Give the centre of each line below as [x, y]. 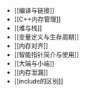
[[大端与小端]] [34, 63]
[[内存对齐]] [31, 46]
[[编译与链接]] [34, 10]
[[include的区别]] [38, 81]
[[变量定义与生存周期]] [47, 37]
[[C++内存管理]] [37, 19]
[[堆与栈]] [28, 28]
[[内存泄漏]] [31, 72]
